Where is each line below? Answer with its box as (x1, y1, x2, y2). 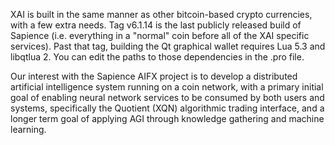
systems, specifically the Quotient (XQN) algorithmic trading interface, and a (10, 102, 325, 114)
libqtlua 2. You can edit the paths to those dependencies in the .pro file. (10, 51, 305, 63)
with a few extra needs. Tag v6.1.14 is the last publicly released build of (10, 19, 302, 31)
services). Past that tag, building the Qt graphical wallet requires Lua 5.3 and (10, 40, 326, 52)
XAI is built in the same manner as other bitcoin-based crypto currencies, (10, 9, 313, 20)
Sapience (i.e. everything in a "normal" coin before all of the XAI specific (10, 30, 310, 41)
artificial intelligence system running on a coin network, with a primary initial (10, 81, 324, 93)
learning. (10, 124, 47, 135)
